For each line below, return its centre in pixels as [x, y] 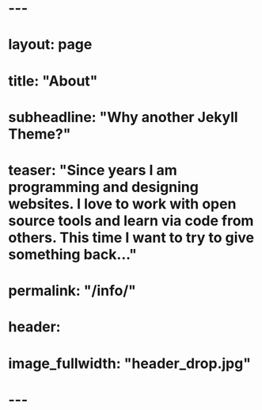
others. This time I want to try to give [131, 238]
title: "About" [53, 80]
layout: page [50, 45]
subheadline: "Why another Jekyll [123, 117]
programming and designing [104, 187]
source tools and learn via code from [131, 220]
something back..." [72, 254]
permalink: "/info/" [72, 291]
